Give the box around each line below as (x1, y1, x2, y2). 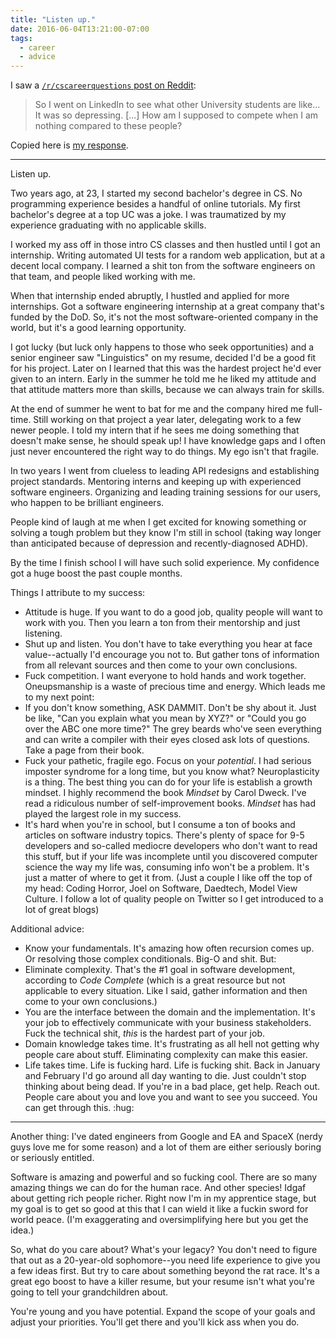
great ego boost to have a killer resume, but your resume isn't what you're (10, 1276, 315, 1288)
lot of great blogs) (24, 904, 100, 916)
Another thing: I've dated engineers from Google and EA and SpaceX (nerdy (10, 1131, 323, 1143)
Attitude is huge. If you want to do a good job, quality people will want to (24, 606, 323, 618)
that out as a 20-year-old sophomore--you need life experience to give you (10, 1254, 321, 1266)
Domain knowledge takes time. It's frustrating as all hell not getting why (24, 1038, 320, 1050)
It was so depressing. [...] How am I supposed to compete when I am (34, 109, 319, 121)
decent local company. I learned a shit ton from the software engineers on (10, 260, 316, 272)
